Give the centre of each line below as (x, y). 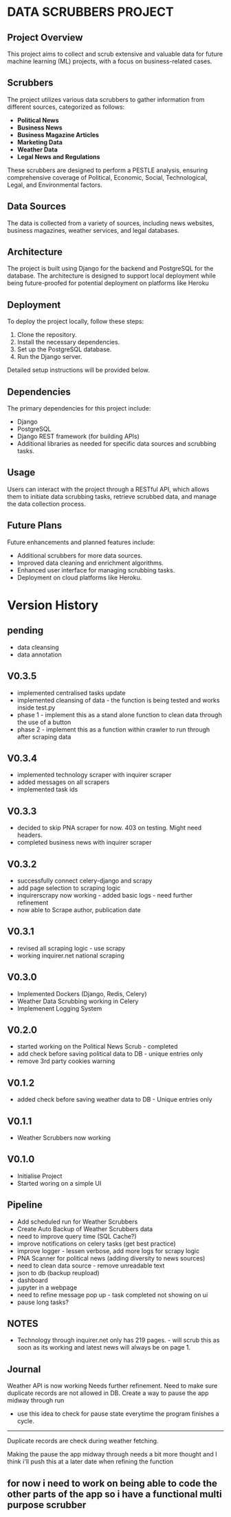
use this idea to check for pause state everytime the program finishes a (118, 1414)
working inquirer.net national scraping (71, 956)
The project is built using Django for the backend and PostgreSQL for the (110, 269)
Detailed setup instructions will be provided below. (78, 370)
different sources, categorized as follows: (66, 107)
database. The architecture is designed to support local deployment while (112, 276)
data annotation (39, 654)
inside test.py (36, 708)
